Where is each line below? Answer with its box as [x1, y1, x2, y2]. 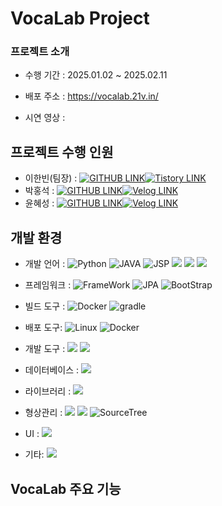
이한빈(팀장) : [24, 172, 78, 184]
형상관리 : [24, 407, 63, 419]
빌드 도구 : [24, 300, 66, 312]
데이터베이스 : [24, 364, 80, 376]
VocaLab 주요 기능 [10, 480, 122, 497]
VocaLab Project [10, 7, 150, 30]
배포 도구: [24, 322, 63, 334]
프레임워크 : [24, 279, 72, 291]
